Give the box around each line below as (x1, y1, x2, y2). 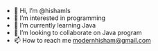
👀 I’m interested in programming (13, 14, 106, 22)
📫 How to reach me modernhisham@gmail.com (13, 37, 151, 44)
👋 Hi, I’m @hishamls (13, 7, 71, 14)
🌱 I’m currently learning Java (13, 21, 96, 29)
